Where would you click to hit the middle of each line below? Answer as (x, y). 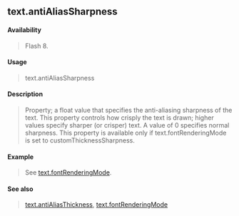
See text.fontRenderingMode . (68, 173)
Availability (24, 30)
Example (21, 157)
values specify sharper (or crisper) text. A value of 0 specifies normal (127, 125)
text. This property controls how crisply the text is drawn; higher (119, 118)
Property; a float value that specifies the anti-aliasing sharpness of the (128, 110)
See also (20, 189)
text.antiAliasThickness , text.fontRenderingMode (96, 205)
